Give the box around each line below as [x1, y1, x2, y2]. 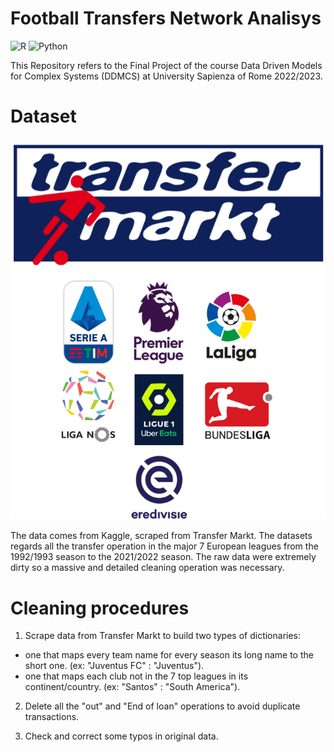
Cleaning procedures [10, 597, 190, 619]
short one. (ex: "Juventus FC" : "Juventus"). [24, 660, 205, 672]
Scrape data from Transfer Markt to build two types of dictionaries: [24, 630, 302, 642]
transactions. [24, 711, 80, 723]
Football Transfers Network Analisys [10, 7, 322, 30]
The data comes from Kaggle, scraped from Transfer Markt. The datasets [10, 530, 313, 542]
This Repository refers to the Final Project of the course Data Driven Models [10, 59, 323, 71]
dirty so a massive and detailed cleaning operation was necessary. [10, 562, 285, 574]
